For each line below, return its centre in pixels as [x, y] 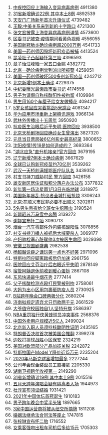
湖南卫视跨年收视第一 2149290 [44, 371]
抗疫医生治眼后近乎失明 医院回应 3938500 [56, 126]
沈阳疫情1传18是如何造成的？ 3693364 [52, 145]
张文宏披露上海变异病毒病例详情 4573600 [56, 32]
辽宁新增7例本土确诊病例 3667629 [48, 158]
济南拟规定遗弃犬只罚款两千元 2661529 [53, 302]
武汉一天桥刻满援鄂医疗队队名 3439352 [54, 170]
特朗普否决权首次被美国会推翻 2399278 [53, 333]
